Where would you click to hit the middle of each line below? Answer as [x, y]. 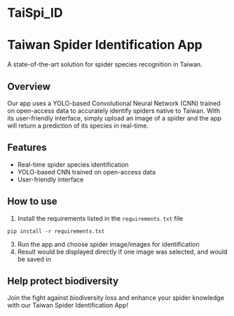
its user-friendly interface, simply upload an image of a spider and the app [115, 118]
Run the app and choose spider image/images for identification [108, 244]
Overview [29, 87]
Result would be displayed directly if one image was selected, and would [122, 252]
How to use [32, 201]
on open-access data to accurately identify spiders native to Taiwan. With [114, 111]
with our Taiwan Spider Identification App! [68, 305]
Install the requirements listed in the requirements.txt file [100, 218]
